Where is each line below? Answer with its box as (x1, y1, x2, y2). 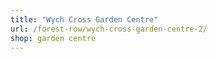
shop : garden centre (10, 33, 97, 43)
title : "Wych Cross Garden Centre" (10, 14, 159, 25)
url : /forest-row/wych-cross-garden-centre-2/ (10, 24, 208, 34)
